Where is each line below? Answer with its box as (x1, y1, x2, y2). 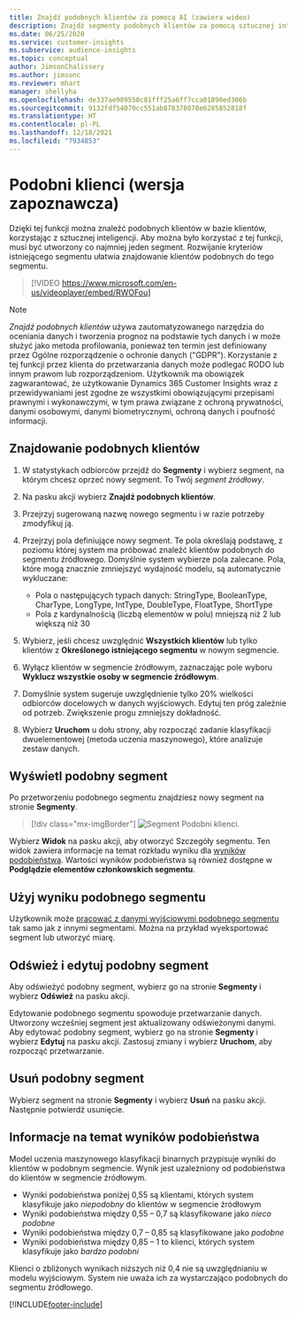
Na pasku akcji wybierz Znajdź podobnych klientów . (21, 491, 217, 501)
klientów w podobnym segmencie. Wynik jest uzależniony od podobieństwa (9, 1162, 286, 1174)
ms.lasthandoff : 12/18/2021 (9, 128, 113, 137)
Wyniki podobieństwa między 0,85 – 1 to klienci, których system (21, 1237, 255, 1247)
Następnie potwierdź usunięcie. (9, 1104, 126, 1114)
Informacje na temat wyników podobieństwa (9, 1130, 260, 1145)
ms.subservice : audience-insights (9, 46, 137, 55)
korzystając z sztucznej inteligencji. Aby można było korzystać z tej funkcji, (9, 232, 284, 243)
